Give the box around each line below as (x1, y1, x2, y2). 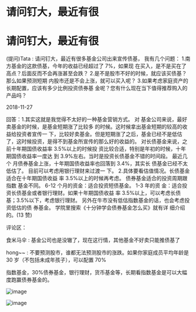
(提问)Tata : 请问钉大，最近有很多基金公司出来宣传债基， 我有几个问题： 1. (6, 55, 186, 62)
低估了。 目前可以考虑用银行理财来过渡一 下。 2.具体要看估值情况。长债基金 (6, 167, 190, 174)
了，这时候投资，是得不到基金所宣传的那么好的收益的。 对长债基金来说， (6, 138, 183, 145)
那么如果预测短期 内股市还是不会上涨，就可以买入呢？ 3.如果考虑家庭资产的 (6, 77, 189, 84)
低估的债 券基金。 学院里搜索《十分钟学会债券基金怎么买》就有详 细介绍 (11, 204, 185, 211)
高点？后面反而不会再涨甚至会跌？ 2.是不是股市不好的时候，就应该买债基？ (6, 70, 187, 77)
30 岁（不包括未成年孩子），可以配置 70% (6, 257, 107, 264)
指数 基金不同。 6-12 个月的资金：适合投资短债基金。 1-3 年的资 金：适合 (6, 182, 183, 189)
